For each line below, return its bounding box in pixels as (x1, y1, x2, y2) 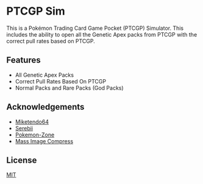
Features (6, 55, 41, 65)
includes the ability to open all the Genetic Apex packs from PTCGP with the (6, 30, 198, 38)
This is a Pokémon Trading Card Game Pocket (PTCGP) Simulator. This (6, 24, 184, 32)
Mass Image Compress (15, 137, 74, 144)
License (6, 155, 37, 165)
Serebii (15, 124, 34, 132)
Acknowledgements (6, 102, 85, 112)
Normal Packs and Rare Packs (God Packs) (15, 84, 124, 91)
